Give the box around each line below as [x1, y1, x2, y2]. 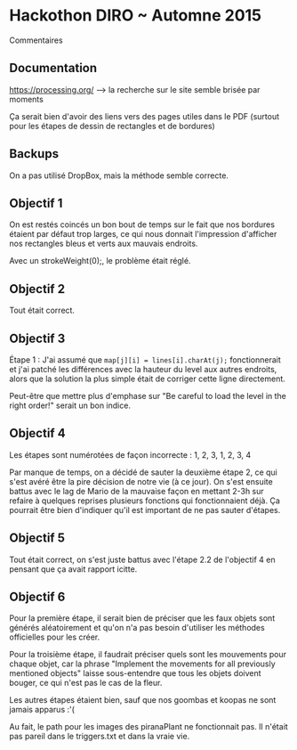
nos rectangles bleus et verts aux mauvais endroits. [9, 238, 198, 249]
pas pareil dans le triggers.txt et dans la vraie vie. [9, 731, 190, 742]
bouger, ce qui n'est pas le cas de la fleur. [9, 678, 163, 689]
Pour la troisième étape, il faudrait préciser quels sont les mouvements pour [9, 649, 287, 660]
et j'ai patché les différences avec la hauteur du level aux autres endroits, [9, 364, 277, 374]
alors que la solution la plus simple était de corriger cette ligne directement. [9, 373, 286, 384]
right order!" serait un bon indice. [9, 400, 132, 411]
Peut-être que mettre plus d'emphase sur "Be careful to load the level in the [9, 391, 287, 401]
